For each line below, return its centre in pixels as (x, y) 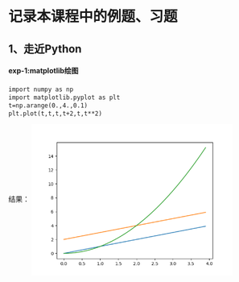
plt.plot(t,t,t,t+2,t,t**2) (56, 114)
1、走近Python (45, 49)
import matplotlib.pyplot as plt (64, 97)
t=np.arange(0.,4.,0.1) (48, 106)
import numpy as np (41, 89)
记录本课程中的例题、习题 (93, 17)
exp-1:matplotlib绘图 (43, 71)
